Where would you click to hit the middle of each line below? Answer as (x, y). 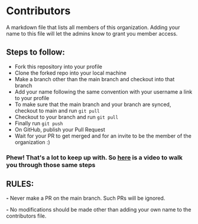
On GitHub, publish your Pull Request (60, 129)
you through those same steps (51, 165)
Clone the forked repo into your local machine (71, 73)
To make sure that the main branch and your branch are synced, (93, 104)
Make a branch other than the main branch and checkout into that (95, 79)
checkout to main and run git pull (57, 110)
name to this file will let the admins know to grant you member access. (92, 33)
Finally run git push (39, 123)
